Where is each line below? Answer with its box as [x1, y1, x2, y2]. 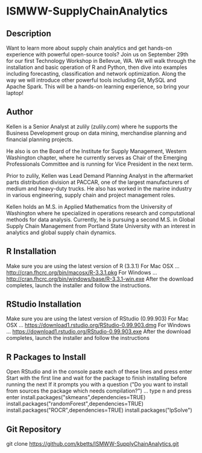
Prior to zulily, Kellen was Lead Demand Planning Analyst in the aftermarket [6, 172, 194, 179]
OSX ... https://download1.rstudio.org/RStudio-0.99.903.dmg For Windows [6, 322, 191, 329]
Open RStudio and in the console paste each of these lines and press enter [6, 368, 192, 376]
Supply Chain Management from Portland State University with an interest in [6, 222, 196, 229]
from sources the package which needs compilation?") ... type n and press [6, 387, 192, 394]
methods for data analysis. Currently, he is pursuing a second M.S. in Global [6, 216, 195, 223]
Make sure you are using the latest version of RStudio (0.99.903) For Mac [6, 315, 189, 322]
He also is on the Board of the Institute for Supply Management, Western [6, 147, 187, 155]
